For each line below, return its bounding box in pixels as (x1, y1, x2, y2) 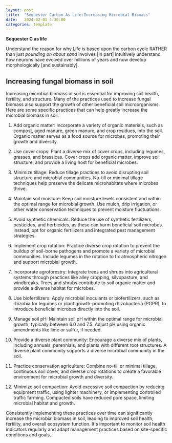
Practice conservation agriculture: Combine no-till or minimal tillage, (13, 363, 157, 369)
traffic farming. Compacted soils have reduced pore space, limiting (13, 395, 155, 401)
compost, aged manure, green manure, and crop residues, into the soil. (13, 128, 163, 134)
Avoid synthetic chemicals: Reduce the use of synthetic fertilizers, (13, 216, 153, 223)
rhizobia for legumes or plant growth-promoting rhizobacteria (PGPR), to (13, 301, 166, 307)
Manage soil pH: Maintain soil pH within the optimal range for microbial (13, 316, 163, 322)
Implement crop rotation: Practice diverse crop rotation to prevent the (13, 243, 160, 249)
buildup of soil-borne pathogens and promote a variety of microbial (13, 248, 156, 254)
